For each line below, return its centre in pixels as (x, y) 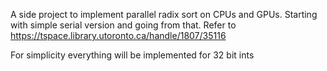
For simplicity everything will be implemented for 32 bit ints (132, 55)
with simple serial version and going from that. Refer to (123, 25)
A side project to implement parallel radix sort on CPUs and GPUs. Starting (164, 14)
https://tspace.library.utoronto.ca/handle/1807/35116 (118, 35)
